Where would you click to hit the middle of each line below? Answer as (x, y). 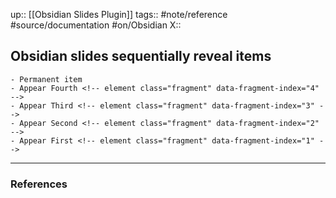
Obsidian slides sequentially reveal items (141, 56)
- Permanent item (46, 79)
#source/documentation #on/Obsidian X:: (96, 25)
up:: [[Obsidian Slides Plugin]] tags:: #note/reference (119, 14)
